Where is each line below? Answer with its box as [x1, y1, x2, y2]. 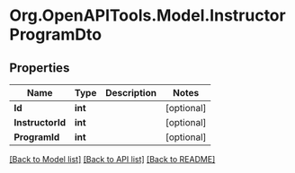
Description [104, 87, 157, 99]
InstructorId [13, 117, 67, 128]
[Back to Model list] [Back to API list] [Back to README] [9, 154, 216, 164]
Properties [9, 60, 70, 75]
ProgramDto [9, 24, 102, 45]
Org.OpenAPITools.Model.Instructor [9, 5, 286, 26]
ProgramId [13, 131, 60, 143]
